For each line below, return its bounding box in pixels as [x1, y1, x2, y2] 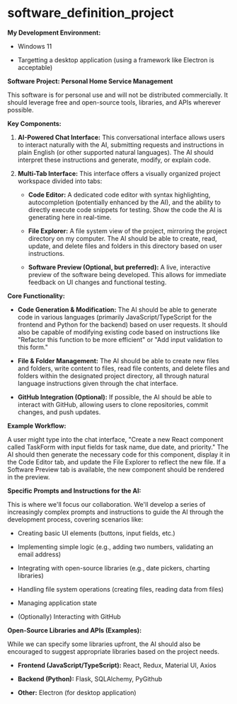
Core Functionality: [7, 291, 65, 300]
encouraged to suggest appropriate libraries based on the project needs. [7, 647, 220, 655]
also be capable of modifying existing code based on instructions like [17, 327, 221, 336]
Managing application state [17, 599, 98, 607]
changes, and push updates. [17, 408, 101, 416]
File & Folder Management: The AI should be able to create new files [17, 356, 219, 365]
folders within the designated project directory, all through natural [17, 371, 209, 380]
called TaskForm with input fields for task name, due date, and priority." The [7, 442, 229, 451]
